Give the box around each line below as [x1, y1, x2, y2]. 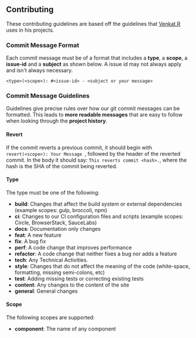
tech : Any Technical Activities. [14, 256, 88, 263]
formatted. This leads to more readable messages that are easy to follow [6, 111, 183, 118]
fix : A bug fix [14, 237, 46, 245]
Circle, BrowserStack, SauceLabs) [14, 219, 97, 226]
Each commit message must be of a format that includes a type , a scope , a [6, 54, 188, 62]
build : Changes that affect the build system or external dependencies [14, 200, 183, 207]
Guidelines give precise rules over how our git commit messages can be [6, 105, 180, 112]
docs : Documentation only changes [14, 225, 101, 232]
